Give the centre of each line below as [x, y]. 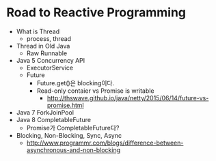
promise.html [65, 105]
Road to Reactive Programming [96, 13]
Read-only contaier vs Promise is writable [95, 91]
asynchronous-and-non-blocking [73, 150]
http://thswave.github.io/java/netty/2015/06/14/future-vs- [128, 98]
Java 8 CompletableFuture [54, 119]
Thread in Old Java [43, 46]
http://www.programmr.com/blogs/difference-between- [105, 143]
